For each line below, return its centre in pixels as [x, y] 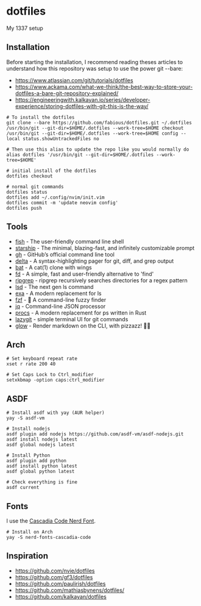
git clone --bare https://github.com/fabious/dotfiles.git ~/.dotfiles [99, 123]
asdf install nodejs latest [42, 440]
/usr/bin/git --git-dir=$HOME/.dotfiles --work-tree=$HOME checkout [95, 128]
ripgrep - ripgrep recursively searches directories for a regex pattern [101, 280]
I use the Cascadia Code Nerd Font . [51, 521]
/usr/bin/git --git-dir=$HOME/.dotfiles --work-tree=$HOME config [92, 133]
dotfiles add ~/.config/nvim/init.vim [55, 197]
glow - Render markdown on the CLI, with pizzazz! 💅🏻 [83, 326]
